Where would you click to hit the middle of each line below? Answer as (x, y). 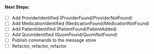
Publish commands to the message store (54, 40)
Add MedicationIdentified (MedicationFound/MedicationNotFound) (80, 24)
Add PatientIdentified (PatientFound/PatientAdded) (64, 29)
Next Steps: (17, 7)
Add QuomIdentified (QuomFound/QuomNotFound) (65, 35)
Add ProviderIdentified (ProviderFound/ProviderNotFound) (72, 18)
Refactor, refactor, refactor (39, 46)
